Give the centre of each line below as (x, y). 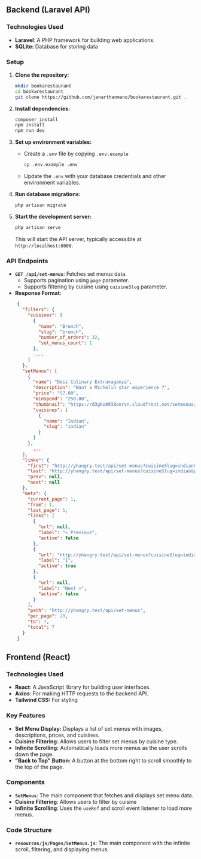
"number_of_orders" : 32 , (69, 337)
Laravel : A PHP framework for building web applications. (85, 40)
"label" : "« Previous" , (68, 533)
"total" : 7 (41, 627)
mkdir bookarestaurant (43, 86)
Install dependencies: (42, 108)
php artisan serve (38, 227)
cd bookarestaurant (39, 91)
